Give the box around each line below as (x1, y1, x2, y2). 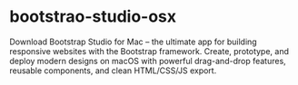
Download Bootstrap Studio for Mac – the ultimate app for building (9, 36, 257, 47)
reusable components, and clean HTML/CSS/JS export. (9, 65, 217, 76)
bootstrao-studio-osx (9, 6, 177, 27)
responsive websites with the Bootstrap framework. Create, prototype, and (9, 45, 289, 56)
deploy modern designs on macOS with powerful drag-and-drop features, (9, 55, 286, 66)
